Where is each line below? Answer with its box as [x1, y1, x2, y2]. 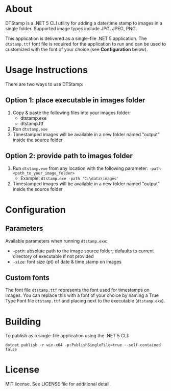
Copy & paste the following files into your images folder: [12, 110, 131, 116]
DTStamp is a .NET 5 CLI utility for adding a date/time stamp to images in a [5, 20, 162, 26]
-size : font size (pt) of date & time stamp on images [12, 258, 121, 265]
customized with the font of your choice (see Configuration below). [5, 46, 148, 52]
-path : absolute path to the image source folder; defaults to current [12, 248, 154, 254]
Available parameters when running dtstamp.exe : [5, 237, 108, 244]
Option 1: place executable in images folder [5, 96, 145, 105]
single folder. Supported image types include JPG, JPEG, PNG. [5, 25, 137, 31]
